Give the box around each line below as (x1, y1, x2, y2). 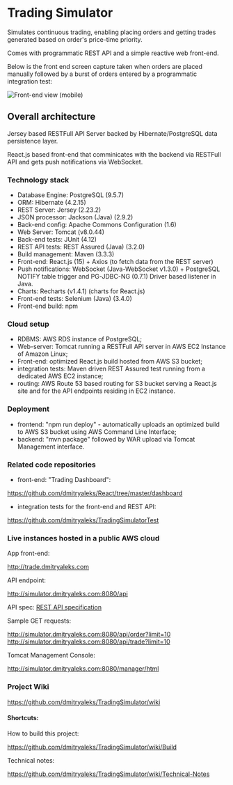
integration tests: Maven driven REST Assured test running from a (17, 364, 205, 373)
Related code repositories (7, 460, 96, 469)
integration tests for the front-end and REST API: (17, 502, 156, 511)
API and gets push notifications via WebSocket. (7, 157, 143, 166)
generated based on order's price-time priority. (7, 35, 143, 43)
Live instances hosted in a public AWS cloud (7, 533, 160, 543)
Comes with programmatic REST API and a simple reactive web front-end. (7, 49, 219, 57)
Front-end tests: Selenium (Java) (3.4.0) (17, 295, 132, 303)
